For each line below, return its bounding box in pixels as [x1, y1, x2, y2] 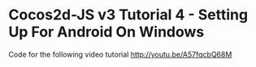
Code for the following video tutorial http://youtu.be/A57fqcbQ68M [8, 49, 232, 59]
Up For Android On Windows [8, 23, 205, 41]
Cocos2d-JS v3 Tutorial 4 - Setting [8, 6, 249, 24]
